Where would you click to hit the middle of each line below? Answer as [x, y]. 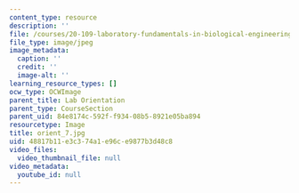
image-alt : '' [43, 76]
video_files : [33, 149]
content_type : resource [53, 17]
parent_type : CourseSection [61, 109]
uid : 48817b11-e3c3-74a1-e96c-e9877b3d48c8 [91, 141]
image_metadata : [39, 51]
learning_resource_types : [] [63, 84]
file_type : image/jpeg [51, 42]
